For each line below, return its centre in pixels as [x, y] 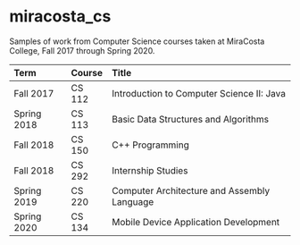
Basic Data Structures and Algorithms [190, 119]
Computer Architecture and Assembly [191, 190]
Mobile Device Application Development [196, 222]
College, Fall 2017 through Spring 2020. [82, 50]
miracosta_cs [60, 17]
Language [133, 201]
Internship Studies [150, 170]
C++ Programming [150, 145]
